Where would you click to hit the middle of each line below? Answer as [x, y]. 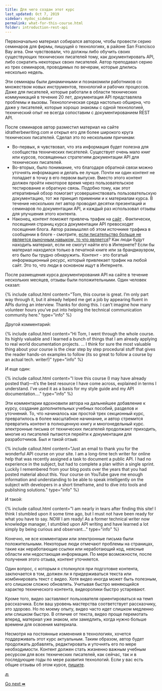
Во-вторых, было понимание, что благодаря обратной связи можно [82, 167]
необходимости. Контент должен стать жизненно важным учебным [75, 649]
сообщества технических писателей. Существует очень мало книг [81, 152]
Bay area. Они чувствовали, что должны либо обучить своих [68, 52]
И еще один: [18, 369]
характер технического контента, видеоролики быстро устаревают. [75, 589]
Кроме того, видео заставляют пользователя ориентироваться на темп [79, 599]
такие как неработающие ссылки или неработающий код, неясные [74, 549]
